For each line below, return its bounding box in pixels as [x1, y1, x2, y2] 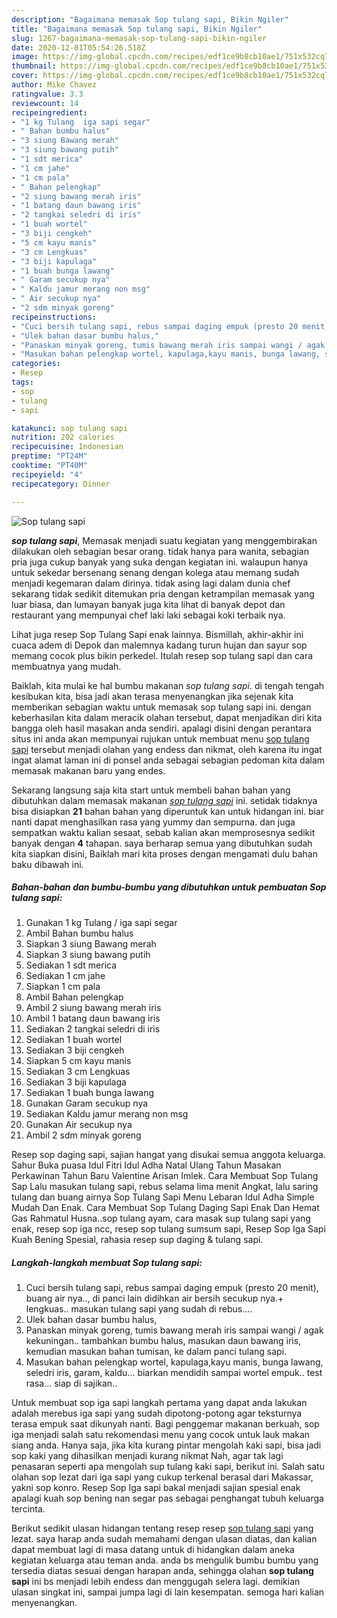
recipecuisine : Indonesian [11, 442, 124, 452]
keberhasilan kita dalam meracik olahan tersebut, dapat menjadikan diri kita [11, 711, 323, 723]
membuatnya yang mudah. [11, 660, 122, 672]
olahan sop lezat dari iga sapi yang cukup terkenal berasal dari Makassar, [11, 1471, 314, 1483]
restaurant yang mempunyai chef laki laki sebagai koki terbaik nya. [11, 609, 286, 621]
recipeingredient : [11, 107, 88, 118]
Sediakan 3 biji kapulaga [25, 1076, 127, 1088]
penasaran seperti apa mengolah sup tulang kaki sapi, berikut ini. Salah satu [11, 1461, 325, 1473]
